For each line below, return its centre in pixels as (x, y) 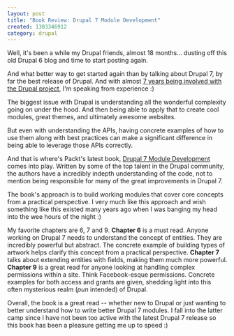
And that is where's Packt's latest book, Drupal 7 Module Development (109, 159)
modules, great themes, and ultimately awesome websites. (92, 117)
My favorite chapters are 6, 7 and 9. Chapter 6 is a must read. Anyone (108, 230)
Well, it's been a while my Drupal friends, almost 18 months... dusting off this (117, 53)
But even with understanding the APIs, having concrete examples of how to (116, 130)
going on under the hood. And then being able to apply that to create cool (113, 109)
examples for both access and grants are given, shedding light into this (109, 282)
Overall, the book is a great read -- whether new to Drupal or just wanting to (117, 303)
